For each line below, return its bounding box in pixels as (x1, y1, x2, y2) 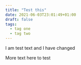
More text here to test (5, 55, 51, 61)
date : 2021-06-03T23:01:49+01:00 (5, 12, 76, 17)
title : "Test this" (5, 7, 47, 13)
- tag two (10, 31, 31, 36)
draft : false (5, 17, 33, 22)
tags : (5, 21, 17, 27)
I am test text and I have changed (5, 45, 75, 51)
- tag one (10, 26, 31, 31)
